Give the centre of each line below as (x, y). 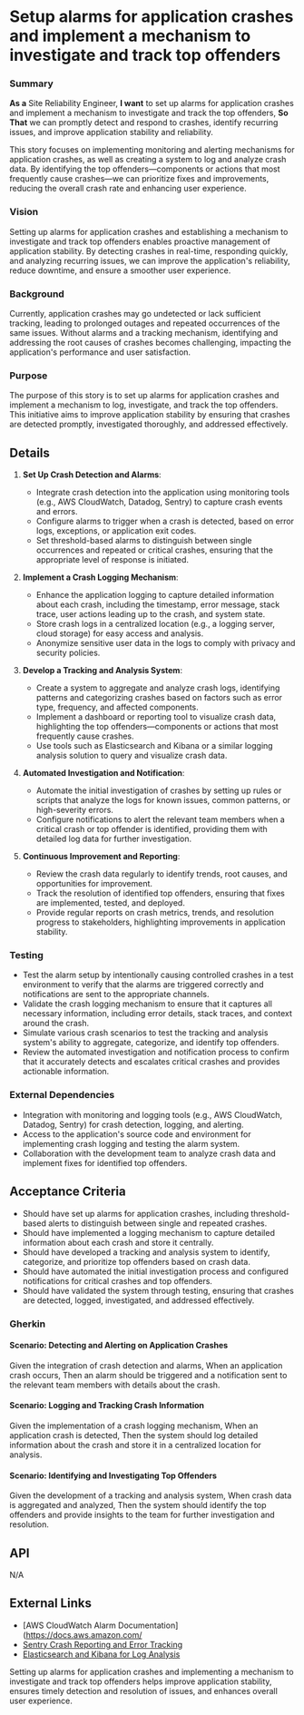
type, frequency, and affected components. (118, 707)
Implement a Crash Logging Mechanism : (100, 577)
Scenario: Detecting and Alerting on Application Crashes (119, 1346)
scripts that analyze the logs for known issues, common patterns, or (163, 800)
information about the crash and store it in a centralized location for (135, 1445)
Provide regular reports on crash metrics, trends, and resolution (155, 913)
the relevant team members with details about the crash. (115, 1385)
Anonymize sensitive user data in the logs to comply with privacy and (166, 643)
